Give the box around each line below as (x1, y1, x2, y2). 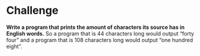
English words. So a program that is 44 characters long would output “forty (6, 30, 195, 37)
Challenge (6, 4, 59, 17)
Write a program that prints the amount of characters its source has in (6, 23, 185, 31)
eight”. (6, 43, 22, 50)
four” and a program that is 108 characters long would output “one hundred (6, 36, 193, 43)
